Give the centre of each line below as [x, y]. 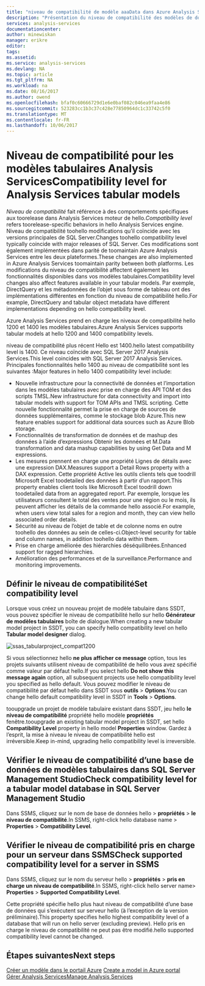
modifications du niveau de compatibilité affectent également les [88, 270]
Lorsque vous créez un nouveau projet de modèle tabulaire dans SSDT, [96, 608]
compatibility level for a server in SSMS [83, 865]
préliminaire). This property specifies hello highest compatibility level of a [98, 917]
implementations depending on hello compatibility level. [76, 309]
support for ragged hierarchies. [55, 552]
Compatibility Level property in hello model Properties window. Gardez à [99, 728]
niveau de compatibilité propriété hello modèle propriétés [80, 715]
